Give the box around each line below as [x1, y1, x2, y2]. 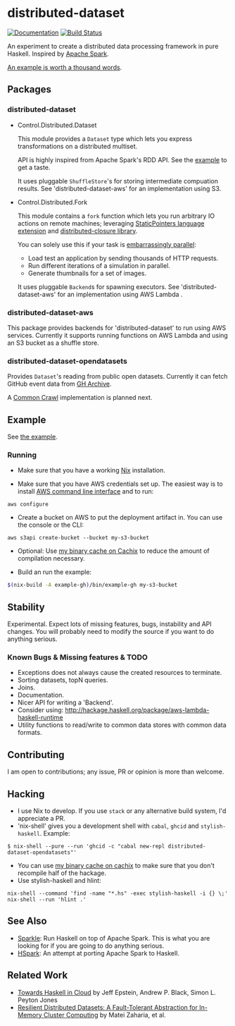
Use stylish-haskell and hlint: [17, 876, 102, 884]
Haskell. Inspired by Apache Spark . [7, 49, 109, 58]
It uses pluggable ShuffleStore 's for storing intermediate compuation [17, 176, 218, 185]
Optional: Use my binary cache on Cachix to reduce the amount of [17, 546, 210, 555]
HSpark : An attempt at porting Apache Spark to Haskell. [17, 948, 179, 957]
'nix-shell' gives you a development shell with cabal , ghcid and [17, 822, 199, 830]
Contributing [7, 749, 65, 761]
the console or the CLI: [17, 520, 84, 530]
